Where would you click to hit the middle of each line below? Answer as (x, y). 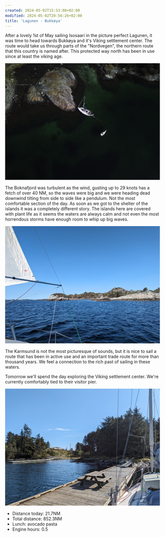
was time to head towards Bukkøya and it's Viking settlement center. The (79, 41)
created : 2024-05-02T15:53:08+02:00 (42, 10)
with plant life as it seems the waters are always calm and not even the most (82, 214)
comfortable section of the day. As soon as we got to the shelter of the (77, 204)
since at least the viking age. (34, 56)
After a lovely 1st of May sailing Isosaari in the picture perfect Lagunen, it (79, 36)
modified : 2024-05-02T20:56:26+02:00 (44, 16)
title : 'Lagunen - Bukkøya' (34, 21)
